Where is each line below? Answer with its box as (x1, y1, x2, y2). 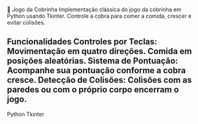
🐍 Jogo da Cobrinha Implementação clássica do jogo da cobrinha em (7, 6, 181, 13)
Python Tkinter (7, 110, 45, 118)
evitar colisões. (7, 19, 45, 26)
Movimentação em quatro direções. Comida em (7, 46, 192, 56)
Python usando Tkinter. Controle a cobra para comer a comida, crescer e (7, 12, 192, 20)
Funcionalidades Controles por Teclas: (7, 37, 158, 47)
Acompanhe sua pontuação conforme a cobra (7, 65, 186, 76)
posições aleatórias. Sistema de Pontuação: (7, 56, 178, 66)
